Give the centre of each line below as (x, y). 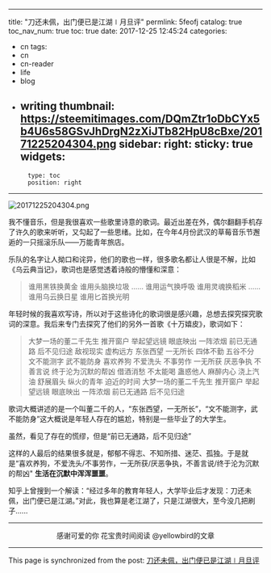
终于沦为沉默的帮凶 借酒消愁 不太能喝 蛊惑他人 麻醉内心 (144, 371)
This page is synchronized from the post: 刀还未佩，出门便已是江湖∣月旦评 (134, 560)
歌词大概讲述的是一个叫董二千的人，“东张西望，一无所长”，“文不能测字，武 (133, 408)
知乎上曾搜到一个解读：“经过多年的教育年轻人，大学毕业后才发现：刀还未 (130, 491)
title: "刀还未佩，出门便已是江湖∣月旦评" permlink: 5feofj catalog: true (125, 22)
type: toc (44, 175)
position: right (55, 183)
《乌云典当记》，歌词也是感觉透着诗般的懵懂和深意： (95, 269)
